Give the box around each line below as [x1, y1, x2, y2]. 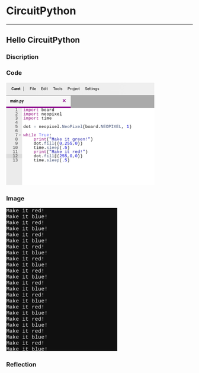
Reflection [6, 361, 37, 368]
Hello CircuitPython [6, 35, 80, 45]
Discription [6, 53, 39, 61]
